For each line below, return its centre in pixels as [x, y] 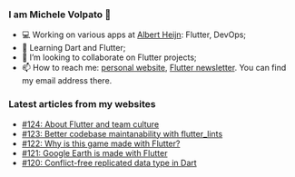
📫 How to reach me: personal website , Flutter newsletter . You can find [154, 68]
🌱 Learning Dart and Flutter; [74, 48]
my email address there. [67, 81]
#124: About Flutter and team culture [90, 124]
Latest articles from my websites [82, 104]
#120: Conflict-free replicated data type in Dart [109, 162]
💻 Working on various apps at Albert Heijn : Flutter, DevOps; [134, 34]
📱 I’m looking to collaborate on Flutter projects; [109, 57]
